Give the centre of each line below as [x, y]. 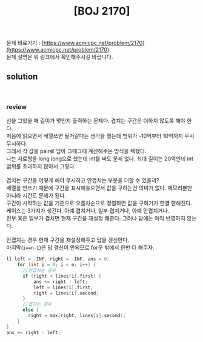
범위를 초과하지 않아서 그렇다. [41, 166]
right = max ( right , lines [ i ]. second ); [77, 316]
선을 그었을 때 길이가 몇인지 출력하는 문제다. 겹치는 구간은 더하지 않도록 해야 [96, 121]
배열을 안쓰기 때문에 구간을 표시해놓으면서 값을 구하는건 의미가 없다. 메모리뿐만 [99, 188]
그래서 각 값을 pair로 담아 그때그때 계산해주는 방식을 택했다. [76, 151]
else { [31, 310]
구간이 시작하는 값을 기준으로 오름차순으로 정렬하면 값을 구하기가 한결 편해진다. [99, 203]
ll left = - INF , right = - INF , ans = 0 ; [58, 259]
